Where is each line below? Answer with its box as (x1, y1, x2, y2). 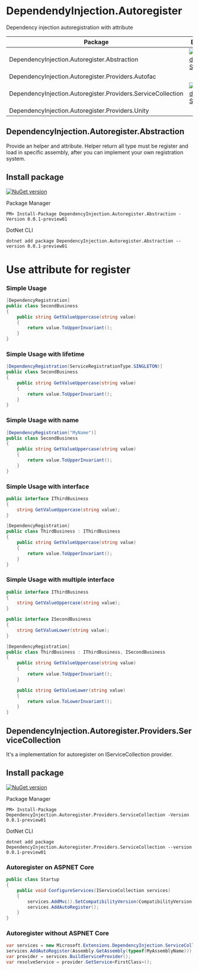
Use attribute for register (6, 263, 131, 276)
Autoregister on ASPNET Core (6, 863, 95, 871)
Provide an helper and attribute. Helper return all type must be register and (6, 142, 188, 149)
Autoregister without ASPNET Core (6, 929, 110, 938)
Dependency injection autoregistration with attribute (6, 24, 133, 31)
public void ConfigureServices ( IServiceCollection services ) (17, 887, 171, 893)
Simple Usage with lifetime (6, 350, 85, 358)
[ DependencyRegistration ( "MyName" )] (6, 429, 97, 435)
